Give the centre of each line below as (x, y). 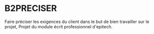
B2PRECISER (31, 8)
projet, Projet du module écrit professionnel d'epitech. (59, 26)
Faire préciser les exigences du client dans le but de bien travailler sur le (77, 22)
